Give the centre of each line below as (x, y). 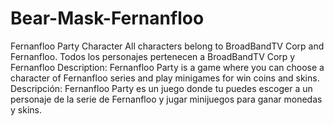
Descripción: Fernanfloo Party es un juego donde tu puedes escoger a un (161, 88)
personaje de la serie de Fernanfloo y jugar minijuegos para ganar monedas (166, 99)
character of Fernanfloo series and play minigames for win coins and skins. (165, 78)
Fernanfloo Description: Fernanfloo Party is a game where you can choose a (167, 67)
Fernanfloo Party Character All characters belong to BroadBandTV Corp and (167, 46)
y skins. (26, 109)
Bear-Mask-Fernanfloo (107, 18)
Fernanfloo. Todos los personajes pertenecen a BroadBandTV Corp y (153, 56)
